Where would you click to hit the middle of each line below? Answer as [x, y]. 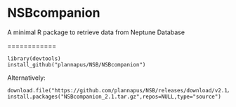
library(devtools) [34, 58]
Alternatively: [26, 78]
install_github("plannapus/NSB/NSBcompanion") [77, 64]
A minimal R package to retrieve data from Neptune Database [96, 32]
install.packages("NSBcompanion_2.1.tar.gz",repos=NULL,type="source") [114, 97]
